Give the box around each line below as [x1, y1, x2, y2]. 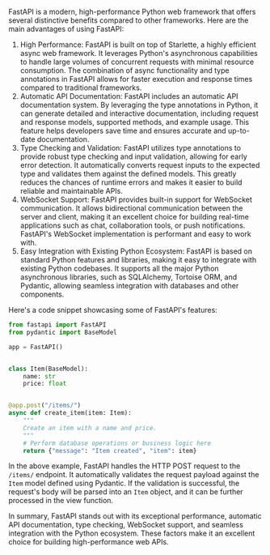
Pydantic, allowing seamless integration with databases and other [19, 281, 239, 290]
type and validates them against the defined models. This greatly [19, 169, 237, 178]
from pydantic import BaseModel [8, 328, 117, 336]
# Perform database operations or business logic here [23, 439, 212, 447]
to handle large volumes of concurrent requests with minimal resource [19, 57, 255, 66]
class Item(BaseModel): [8, 365, 89, 373]
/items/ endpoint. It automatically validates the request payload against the [8, 470, 259, 480]
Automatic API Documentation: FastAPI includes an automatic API [19, 92, 238, 100]
